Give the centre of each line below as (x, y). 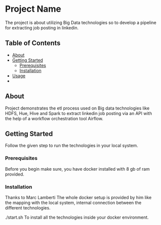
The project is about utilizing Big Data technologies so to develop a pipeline (81, 22)
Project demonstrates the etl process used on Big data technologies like (77, 108)
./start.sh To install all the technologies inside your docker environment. (77, 217)
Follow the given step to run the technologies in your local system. (71, 146)
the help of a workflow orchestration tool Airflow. (54, 118)
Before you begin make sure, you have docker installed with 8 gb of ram (77, 169)
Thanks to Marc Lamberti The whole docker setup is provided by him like (78, 197)
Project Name (33, 9)
